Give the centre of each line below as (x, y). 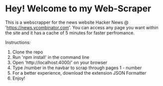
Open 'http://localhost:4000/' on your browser (60, 62)
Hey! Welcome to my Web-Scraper (78, 9)
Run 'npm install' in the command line (51, 57)
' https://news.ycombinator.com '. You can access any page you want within (82, 27)
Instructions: (18, 42)
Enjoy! (19, 78)
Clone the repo (28, 52)
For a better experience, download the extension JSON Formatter (79, 73)
